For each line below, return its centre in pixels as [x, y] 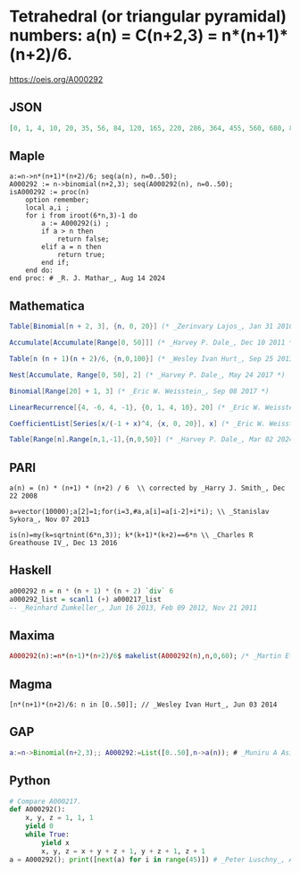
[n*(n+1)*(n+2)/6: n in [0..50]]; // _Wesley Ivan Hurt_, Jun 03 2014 [143, 705]
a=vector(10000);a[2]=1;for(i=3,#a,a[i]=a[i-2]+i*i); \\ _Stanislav [139, 512]
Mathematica [47, 306]
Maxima [32, 635]
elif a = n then [71, 247]
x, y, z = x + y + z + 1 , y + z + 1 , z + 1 [123, 851]
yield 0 [39, 826]
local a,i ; [47, 208]
